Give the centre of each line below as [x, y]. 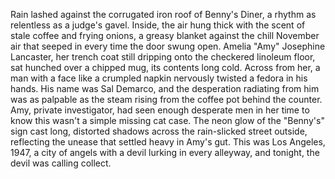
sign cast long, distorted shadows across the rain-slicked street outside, [159, 131]
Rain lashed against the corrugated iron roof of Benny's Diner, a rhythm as [163, 14]
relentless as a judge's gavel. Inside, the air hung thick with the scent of [158, 25]
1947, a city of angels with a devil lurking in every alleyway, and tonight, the [165, 152]
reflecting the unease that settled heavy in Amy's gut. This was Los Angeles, [168, 142]
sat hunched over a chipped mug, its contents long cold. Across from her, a [165, 67]
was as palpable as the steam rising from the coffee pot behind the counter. [166, 99]
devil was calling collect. [61, 163]
